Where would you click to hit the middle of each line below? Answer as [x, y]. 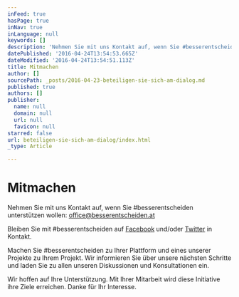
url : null [28, 120]
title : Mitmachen [33, 67]
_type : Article [30, 147]
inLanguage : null [33, 34]
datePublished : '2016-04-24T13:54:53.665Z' [73, 54]
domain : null [33, 113]
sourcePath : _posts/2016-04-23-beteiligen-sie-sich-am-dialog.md [106, 80]
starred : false [30, 133]
